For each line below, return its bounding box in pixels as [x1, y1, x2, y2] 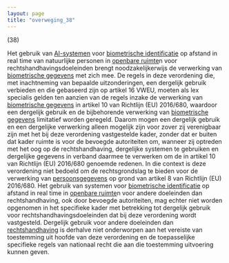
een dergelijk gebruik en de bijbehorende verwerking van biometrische [7, 108, 209, 116]
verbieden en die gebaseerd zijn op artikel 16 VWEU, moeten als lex [7, 86, 199, 94]
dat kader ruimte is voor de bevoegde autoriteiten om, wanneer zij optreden [7, 137, 222, 145]
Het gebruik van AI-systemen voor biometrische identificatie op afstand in [7, 49, 218, 57]
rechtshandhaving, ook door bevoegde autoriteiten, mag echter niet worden [7, 196, 223, 204]
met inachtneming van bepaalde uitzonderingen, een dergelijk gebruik [7, 78, 207, 87]
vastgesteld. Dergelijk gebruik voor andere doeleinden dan [7, 218, 174, 226]
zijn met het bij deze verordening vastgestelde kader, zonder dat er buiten [7, 129, 217, 138]
